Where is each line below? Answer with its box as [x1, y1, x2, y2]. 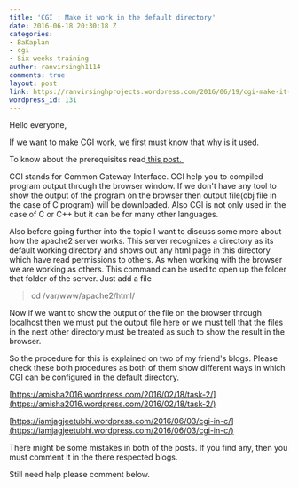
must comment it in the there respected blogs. [9, 452, 178, 462]
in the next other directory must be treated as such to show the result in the [9, 327, 286, 337]
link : [9, 87, 29, 96]
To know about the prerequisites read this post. [9, 154, 182, 165]
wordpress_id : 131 [9, 95, 77, 105]
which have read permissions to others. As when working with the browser [9, 255, 283, 265]
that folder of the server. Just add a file [9, 273, 153, 284]
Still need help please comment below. [9, 469, 151, 480]
